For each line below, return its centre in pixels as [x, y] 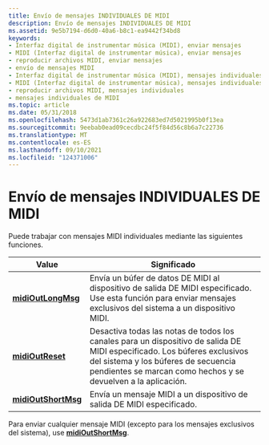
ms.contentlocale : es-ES [50, 142]
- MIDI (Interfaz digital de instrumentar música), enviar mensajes [125, 53]
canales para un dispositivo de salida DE [165, 342]
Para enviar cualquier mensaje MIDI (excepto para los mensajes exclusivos [131, 424]
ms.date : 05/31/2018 [43, 113]
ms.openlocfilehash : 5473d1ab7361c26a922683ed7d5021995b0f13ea [116, 120]
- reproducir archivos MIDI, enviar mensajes [85, 61]
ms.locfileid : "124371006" [53, 157]
